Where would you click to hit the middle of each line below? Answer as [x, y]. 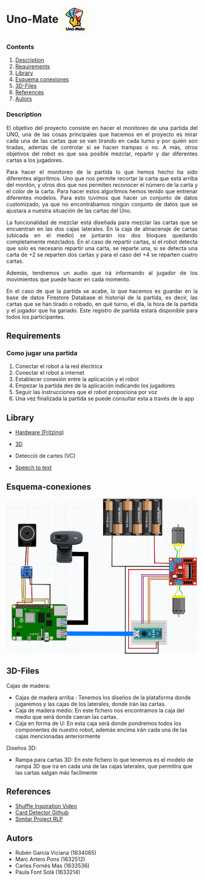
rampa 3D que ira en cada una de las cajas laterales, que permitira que [104, 766]
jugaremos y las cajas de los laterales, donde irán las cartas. [90, 704]
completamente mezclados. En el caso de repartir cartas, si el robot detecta [102, 242]
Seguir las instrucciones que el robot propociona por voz [86, 392]
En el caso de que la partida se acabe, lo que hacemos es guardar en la [102, 291]
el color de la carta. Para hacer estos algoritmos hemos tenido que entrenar [102, 191]
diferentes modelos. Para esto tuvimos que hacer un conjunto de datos [102, 197]
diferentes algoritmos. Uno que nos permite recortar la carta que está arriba [102, 178]
